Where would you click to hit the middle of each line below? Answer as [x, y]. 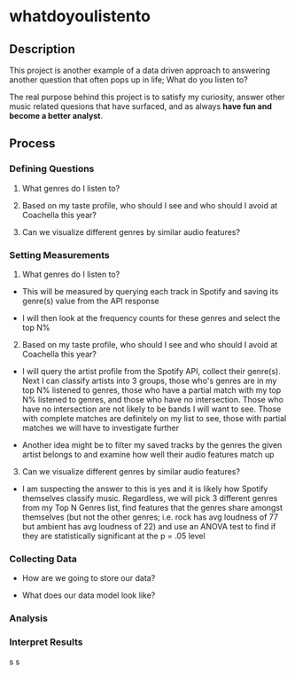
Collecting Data [43, 559]
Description [42, 49]
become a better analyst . [56, 116]
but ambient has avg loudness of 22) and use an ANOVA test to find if [149, 526]
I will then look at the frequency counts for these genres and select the [151, 317]
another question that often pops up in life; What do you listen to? [128, 80]
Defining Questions [52, 168]
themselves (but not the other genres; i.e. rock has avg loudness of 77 [150, 517]
